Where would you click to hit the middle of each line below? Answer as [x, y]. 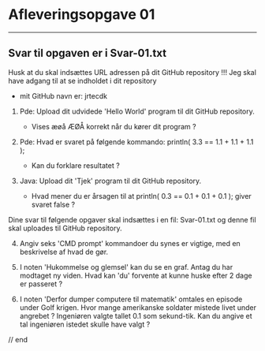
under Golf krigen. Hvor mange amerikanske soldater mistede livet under [138, 307]
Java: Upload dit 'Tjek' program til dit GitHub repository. [110, 181]
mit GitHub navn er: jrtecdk [63, 95]
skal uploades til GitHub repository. [65, 228]
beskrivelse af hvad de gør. [64, 252]
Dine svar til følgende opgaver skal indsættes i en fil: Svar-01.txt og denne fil [132, 219]
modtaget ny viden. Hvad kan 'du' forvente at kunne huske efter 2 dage [136, 275]
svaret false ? [53, 204]
